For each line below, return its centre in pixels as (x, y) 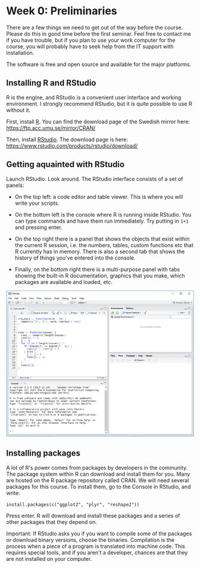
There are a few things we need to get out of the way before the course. (95, 27)
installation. (20, 52)
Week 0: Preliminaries (62, 11)
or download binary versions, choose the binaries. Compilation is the (90, 539)
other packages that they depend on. (51, 522)
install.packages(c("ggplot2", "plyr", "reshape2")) (73, 504)
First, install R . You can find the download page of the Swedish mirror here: (98, 121)
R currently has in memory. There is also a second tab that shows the (100, 251)
